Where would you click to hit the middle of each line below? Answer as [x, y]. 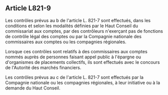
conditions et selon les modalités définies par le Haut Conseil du [72, 26]
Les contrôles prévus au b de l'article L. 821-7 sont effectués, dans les [78, 20]
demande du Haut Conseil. [33, 88]
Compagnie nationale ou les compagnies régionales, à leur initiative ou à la [83, 82]
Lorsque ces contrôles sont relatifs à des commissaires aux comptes [76, 51]
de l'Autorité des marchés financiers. [43, 67]
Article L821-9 [28, 8]
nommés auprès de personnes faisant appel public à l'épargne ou [73, 57]
